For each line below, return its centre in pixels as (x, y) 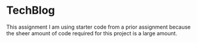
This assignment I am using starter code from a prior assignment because (98, 27)
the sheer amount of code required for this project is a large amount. (92, 33)
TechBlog (31, 10)
